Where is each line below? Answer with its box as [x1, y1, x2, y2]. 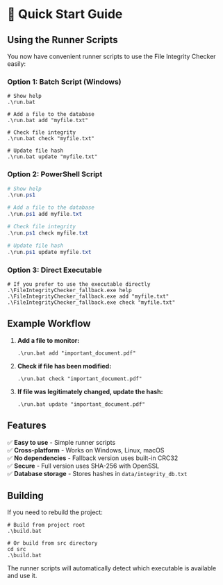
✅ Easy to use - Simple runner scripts [7, 438, 116, 446]
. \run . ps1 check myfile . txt [7, 229, 89, 237]
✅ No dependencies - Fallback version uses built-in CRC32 [7, 454, 179, 462]
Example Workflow [7, 318, 91, 330]
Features [7, 420, 47, 432]
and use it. [7, 572, 38, 580]
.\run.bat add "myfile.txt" [7, 117, 89, 124]
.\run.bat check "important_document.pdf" [17, 375, 142, 382]
